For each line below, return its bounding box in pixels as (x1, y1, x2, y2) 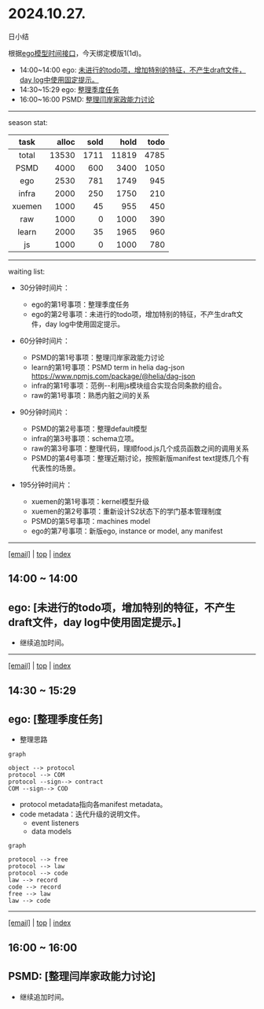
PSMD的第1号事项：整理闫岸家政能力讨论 (31, 352, 165, 362)
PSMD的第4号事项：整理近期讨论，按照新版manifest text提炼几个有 (31, 453, 250, 462)
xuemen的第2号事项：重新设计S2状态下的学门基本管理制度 (31, 506, 222, 516)
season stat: (8, 117, 49, 127)
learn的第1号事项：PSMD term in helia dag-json (31, 363, 185, 372)
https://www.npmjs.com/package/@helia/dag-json (31, 371, 196, 381)
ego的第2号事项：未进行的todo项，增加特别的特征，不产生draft (31, 309, 237, 319)
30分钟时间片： (19, 282, 71, 292)
